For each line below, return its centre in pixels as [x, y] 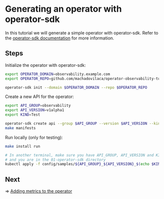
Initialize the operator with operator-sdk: [46, 65]
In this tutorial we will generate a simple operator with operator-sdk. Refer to [82, 33]
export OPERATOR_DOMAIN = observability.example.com [58, 74]
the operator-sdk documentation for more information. [60, 38]
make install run [23, 146]
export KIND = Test [23, 115]
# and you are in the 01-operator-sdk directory [55, 159]
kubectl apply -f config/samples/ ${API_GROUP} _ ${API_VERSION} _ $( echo [77, 164]
